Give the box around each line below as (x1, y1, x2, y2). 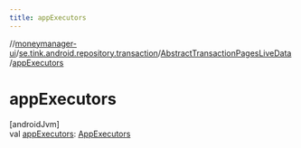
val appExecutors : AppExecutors (9, 128, 131, 139)
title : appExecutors (9, 13, 88, 23)
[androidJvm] (9, 118, 61, 129)
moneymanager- (14, 38, 77, 49)
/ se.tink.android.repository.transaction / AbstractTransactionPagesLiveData (15, 47, 292, 59)
